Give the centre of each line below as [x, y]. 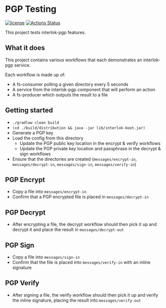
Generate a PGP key [33, 132]
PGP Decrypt [25, 212]
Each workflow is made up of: [35, 75]
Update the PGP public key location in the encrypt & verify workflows [90, 143]
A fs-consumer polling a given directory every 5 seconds [70, 84]
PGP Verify [22, 283]
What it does [25, 48]
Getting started [29, 110]
